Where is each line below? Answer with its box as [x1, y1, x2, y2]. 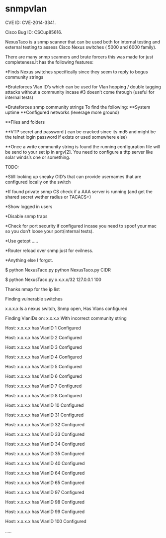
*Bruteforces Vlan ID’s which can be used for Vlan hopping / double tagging [5, 83, 162, 90]
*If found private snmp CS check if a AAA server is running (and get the [5, 188, 153, 195]
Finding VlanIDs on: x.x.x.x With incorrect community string [5, 315, 127, 321]
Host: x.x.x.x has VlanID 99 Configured [5, 509, 85, 515]
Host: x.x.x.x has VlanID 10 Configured [5, 402, 84, 408]
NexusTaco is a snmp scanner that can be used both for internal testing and [5, 38, 161, 45]
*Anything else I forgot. [5, 257, 53, 263]
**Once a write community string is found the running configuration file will [5, 143, 161, 150]
